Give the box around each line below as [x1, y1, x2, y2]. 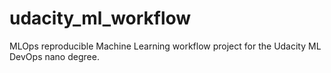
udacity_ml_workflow [9, 7, 192, 30]
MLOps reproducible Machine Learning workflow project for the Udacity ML [9, 40, 322, 52]
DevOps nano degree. [9, 50, 100, 62]
